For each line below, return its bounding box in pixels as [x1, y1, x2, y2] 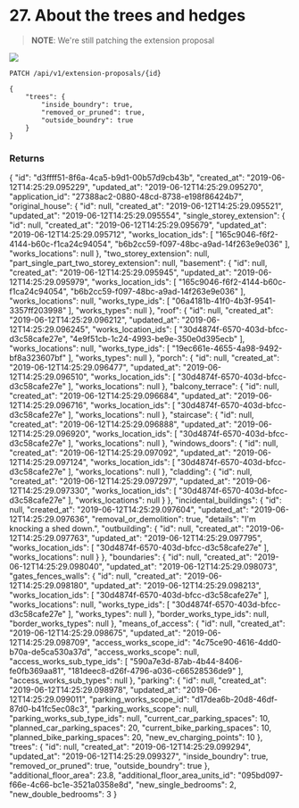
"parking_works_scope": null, [91, 704, 199, 714]
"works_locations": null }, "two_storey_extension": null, [9, 248, 210, 259]
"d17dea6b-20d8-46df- [191, 694, 278, 705]
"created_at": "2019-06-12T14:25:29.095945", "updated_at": [9, 267, 232, 278]
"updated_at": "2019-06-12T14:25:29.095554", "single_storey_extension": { [9, 211, 286, 221]
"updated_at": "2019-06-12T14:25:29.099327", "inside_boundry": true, [9, 751, 269, 762]
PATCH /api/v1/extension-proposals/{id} [9, 69, 162, 78]
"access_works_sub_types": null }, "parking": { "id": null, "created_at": [9, 675, 267, 686]
